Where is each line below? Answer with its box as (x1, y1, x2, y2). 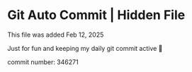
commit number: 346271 (7, 57, 79, 66)
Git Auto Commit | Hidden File (7, 7, 186, 23)
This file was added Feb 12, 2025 (7, 30, 104, 39)
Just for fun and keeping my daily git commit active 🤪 (7, 44, 163, 52)
